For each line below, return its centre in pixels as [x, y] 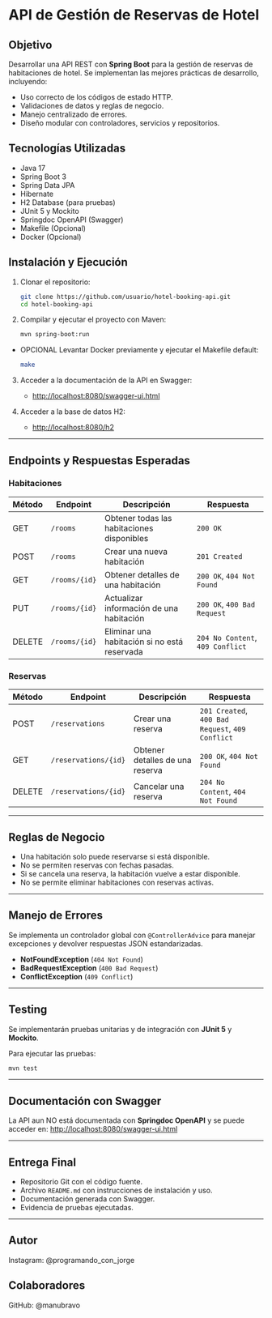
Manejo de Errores [56, 916]
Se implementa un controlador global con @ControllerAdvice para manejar [132, 935]
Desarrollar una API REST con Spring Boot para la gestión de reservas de [131, 64]
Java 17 [33, 168]
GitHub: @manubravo [45, 1305]
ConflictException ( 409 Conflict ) [76, 976]
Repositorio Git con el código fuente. [81, 1182]
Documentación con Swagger [85, 1100]
